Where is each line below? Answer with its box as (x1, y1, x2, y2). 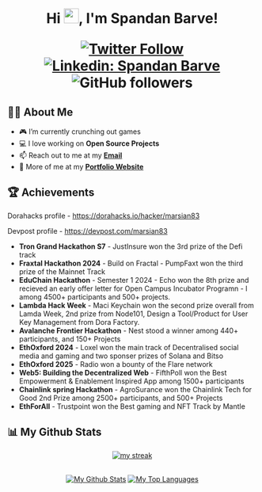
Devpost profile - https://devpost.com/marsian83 (7, 226, 168, 235)
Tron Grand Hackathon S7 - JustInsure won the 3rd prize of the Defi (18, 242, 243, 251)
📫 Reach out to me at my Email (18, 151, 123, 160)
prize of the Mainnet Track (18, 266, 106, 277)
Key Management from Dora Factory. (18, 317, 140, 326)
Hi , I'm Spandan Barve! (46, 10, 218, 28)
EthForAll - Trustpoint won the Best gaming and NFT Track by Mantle (18, 401, 246, 411)
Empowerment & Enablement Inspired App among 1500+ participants (18, 376, 245, 386)
